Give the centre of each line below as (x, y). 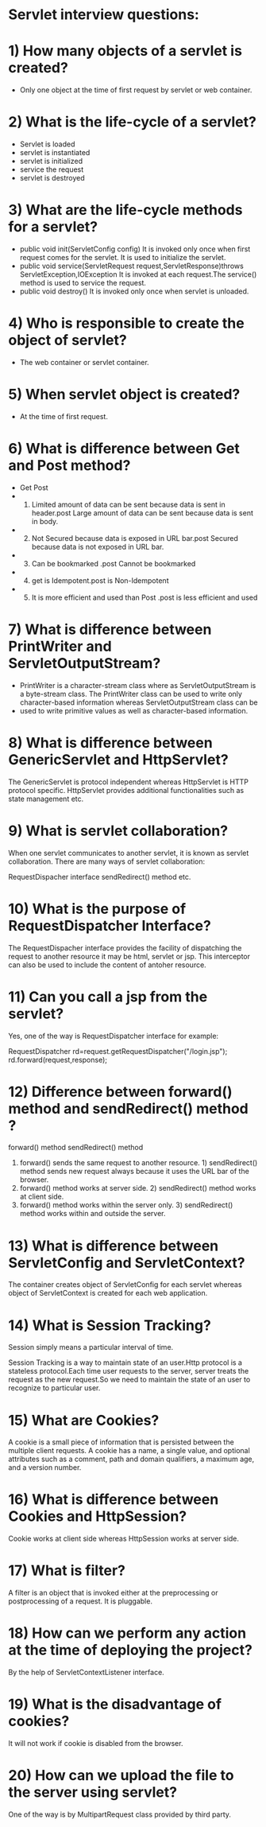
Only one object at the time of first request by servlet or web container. (136, 90)
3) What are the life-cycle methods (125, 210)
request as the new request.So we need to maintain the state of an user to (129, 1380)
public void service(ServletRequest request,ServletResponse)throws (131, 266)
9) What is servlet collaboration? (118, 831)
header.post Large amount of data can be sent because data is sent (143, 513)
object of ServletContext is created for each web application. (108, 1293)
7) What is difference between (110, 629)
